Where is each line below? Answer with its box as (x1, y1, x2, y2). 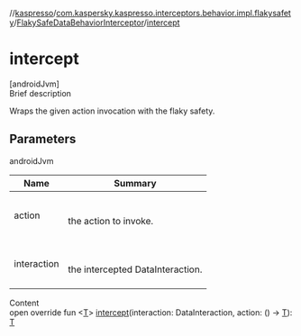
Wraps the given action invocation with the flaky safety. (9, 105, 215, 116)
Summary (114, 177, 157, 189)
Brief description (9, 87, 72, 98)
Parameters (9, 132, 77, 147)
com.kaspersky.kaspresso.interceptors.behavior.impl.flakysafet (56, 8, 291, 18)
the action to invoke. (68, 214, 154, 227)
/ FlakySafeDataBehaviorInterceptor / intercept (13, 17, 180, 28)
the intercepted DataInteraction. (68, 263, 203, 276)
